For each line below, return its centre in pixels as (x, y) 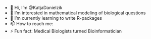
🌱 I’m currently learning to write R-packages (56, 18)
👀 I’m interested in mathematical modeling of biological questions (78, 13)
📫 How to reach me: (32, 24)
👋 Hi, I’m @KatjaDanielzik (36, 8)
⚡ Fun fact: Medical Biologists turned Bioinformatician (66, 31)
